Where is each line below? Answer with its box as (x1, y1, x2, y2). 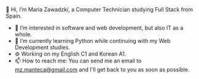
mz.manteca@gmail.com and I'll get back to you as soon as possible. (14, 66, 190, 73)
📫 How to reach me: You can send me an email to (14, 57, 142, 64)
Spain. (6, 12, 22, 20)
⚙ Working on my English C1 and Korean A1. (14, 50, 127, 58)
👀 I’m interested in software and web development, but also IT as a (14, 24, 184, 31)
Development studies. (14, 43, 70, 51)
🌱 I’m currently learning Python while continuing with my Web (14, 37, 171, 44)
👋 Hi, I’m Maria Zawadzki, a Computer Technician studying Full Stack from (6, 6, 193, 13)
